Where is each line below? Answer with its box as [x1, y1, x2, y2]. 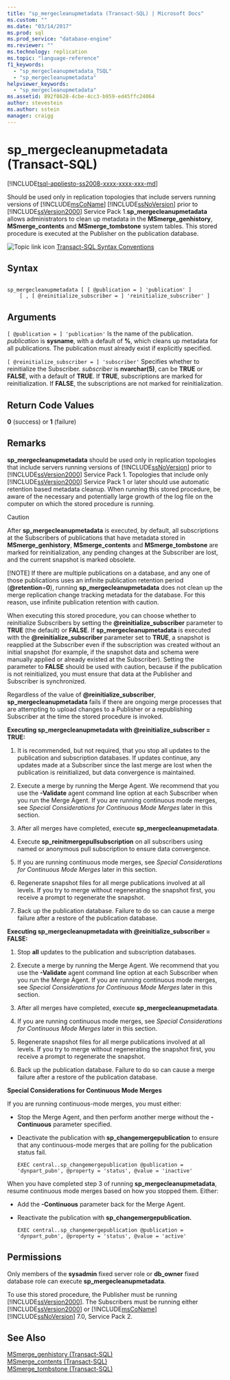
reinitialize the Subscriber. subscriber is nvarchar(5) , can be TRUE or [7, 365, 203, 373]
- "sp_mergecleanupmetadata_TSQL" [13, 67, 112, 74]
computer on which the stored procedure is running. [7, 499, 155, 507]
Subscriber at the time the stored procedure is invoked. [7, 712, 163, 721]
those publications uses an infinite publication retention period [7, 576, 184, 584]
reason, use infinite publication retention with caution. [7, 598, 159, 606]
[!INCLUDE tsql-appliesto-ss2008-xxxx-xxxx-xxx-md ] [7, 179, 158, 188]
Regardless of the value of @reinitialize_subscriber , [7, 690, 157, 699]
